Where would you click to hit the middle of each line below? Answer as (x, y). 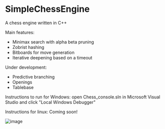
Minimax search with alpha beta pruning (53, 42)
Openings (22, 82)
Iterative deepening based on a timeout (52, 57)
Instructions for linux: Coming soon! (41, 112)
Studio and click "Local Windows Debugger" (50, 102)
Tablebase (23, 87)
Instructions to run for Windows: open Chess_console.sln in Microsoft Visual (83, 97)
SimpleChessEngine (47, 9)
